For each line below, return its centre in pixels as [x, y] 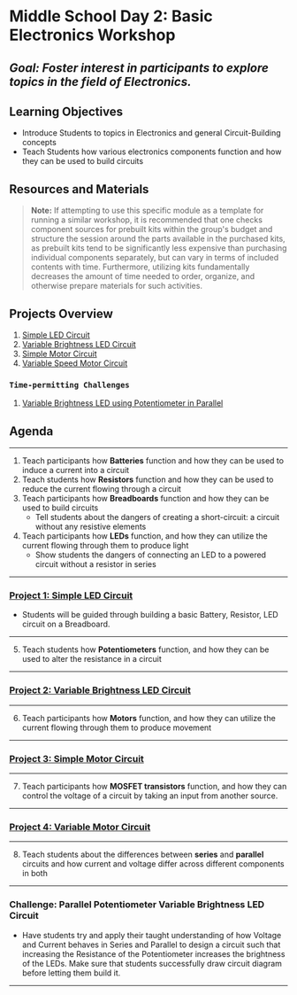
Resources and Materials [79, 189]
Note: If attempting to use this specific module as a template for [147, 211]
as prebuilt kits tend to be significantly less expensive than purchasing [159, 248]
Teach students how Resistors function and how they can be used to [148, 479]
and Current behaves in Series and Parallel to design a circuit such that [151, 944]
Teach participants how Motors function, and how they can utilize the [148, 718]
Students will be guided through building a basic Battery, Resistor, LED [150, 615]
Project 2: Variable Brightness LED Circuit [100, 690]
